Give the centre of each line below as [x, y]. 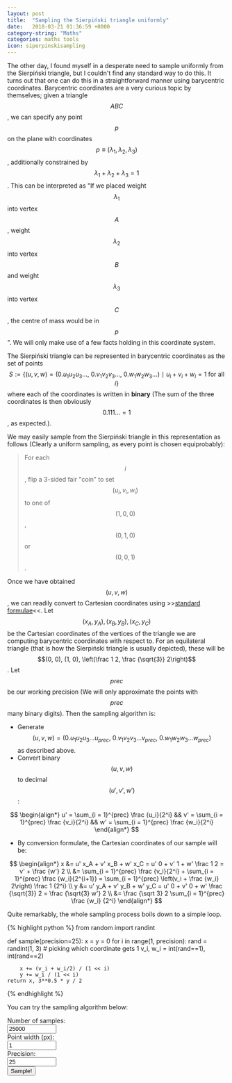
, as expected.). [30, 423]
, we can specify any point [45, 117]
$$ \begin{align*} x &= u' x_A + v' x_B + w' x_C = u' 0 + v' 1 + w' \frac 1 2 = [117, 864]
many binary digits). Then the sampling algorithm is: [82, 714]
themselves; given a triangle [48, 95]
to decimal [32, 780]
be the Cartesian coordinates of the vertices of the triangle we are [102, 634]
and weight [23, 276]
